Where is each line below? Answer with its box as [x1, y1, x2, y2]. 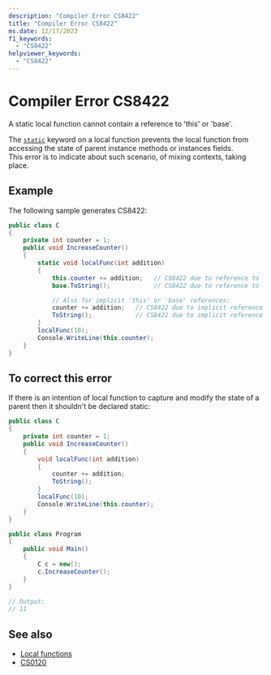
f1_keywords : [8, 34, 53, 43]
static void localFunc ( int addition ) [37, 259, 165, 267]
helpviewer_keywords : [8, 49, 82, 58]
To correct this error [8, 371, 112, 385]
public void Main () [23, 545, 89, 553]
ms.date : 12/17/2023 [8, 27, 79, 35]
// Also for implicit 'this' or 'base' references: [51, 296, 230, 304]
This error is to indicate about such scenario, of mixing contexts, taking [8, 152, 247, 161]
